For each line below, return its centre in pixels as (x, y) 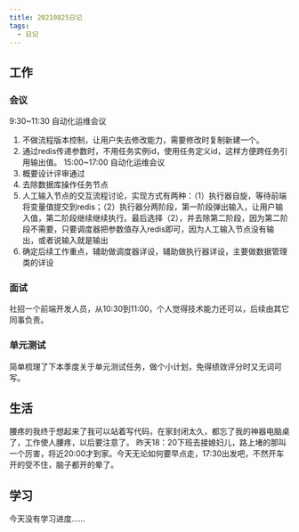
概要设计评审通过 (53, 174)
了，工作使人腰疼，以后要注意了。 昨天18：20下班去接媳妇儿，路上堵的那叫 (148, 443)
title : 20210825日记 (46, 17)
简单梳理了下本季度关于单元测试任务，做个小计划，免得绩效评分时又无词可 (145, 366)
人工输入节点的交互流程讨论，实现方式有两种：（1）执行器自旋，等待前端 (154, 196)
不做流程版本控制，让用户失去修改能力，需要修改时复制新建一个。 (143, 140)
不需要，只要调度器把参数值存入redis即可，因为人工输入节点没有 (148, 229)
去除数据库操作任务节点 (65, 184)
